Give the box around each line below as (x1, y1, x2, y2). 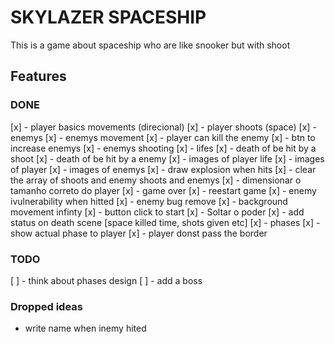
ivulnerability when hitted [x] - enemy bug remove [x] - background (10, 195, 288, 207)
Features (10, 68, 67, 85)
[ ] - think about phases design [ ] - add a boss (10, 274, 203, 286)
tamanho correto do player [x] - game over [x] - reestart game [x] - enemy (10, 184, 317, 196)
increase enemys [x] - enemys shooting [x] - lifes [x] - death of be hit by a (10, 142, 317, 154)
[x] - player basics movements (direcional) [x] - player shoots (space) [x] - (10, 121, 317, 133)
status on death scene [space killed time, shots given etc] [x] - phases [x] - (10, 216, 321, 228)
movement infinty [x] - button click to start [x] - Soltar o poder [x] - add (10, 206, 305, 218)
